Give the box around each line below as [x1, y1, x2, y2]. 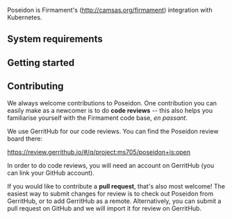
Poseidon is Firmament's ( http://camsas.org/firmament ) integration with [7, 6, 213, 14]
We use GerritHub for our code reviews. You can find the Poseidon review [7, 127, 219, 135]
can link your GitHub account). [7, 168, 95, 177]
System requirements [7, 33, 103, 45]
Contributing [7, 80, 64, 92]
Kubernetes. [7, 13, 42, 21]
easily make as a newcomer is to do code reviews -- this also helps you [7, 106, 213, 114]
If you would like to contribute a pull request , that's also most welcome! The [7, 182, 226, 190]
